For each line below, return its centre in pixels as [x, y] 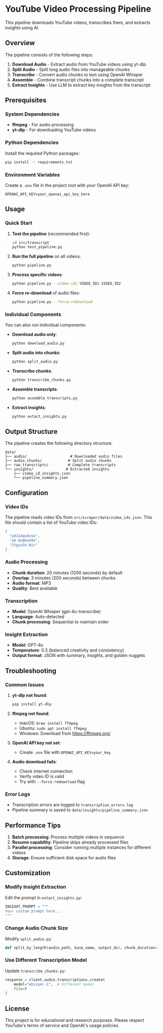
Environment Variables [33, 175]
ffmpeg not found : [31, 714]
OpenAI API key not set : [36, 743]
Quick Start [19, 223]
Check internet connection [46, 771]
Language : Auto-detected [38, 617]
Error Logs [18, 794]
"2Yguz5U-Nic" [24, 545]
